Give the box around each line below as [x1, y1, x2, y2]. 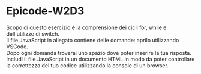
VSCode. [6, 43, 29, 50]
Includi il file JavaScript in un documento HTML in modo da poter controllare [6, 55, 195, 63]
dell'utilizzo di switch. [6, 30, 60, 37]
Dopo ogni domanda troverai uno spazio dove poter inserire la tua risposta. [6, 49, 192, 56]
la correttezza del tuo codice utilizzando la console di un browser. [6, 61, 169, 69]
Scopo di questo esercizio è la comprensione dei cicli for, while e [6, 24, 167, 31]
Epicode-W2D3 [6, 4, 85, 18]
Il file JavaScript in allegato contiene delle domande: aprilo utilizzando [6, 36, 179, 44]
